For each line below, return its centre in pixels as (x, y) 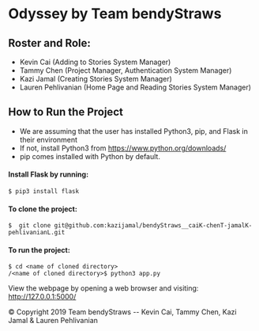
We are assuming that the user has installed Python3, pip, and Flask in (134, 131)
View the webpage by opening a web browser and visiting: (103, 288)
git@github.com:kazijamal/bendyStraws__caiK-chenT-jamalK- (153, 226)
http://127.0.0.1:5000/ (42, 297)
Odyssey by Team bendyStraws (115, 14)
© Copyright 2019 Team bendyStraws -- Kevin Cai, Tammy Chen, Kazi (122, 312)
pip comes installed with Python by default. (90, 156)
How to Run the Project (66, 112)
